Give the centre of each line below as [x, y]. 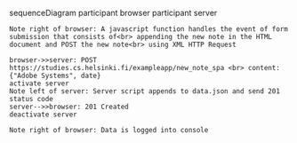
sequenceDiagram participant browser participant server [113, 13]
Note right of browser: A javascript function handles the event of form [149, 29]
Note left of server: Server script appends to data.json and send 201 [144, 91]
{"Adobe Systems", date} [55, 75]
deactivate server [43, 115]
